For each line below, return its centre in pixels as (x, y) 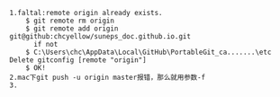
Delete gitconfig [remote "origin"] (78, 60)
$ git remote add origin (72, 29)
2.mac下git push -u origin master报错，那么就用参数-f (107, 77)
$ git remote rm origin (70, 21)
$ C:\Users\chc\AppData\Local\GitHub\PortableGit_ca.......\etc (149, 52)
